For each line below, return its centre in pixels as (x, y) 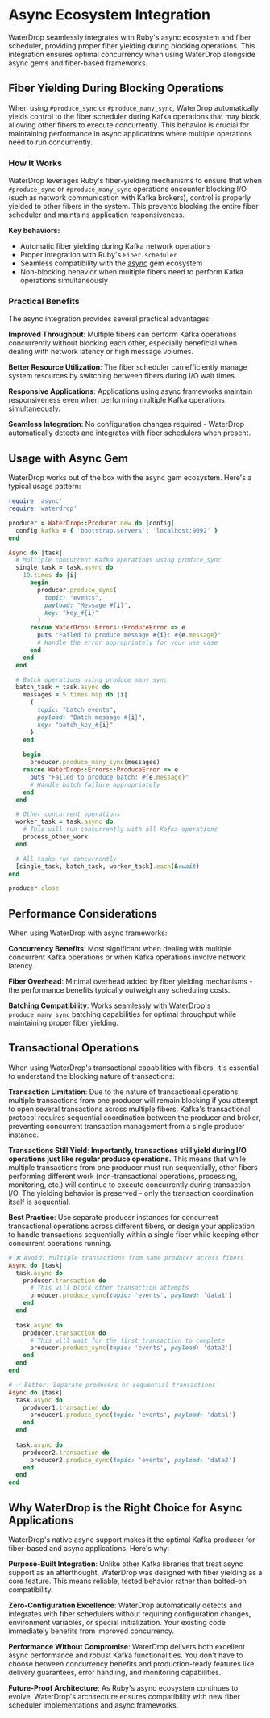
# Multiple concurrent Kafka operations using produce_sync (118, 560)
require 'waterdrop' (43, 509)
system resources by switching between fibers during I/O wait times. (123, 376)
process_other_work (56, 837)
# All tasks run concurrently (66, 859)
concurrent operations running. (60, 1243)
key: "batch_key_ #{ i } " (75, 725)
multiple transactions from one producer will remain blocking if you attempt (133, 1100)
